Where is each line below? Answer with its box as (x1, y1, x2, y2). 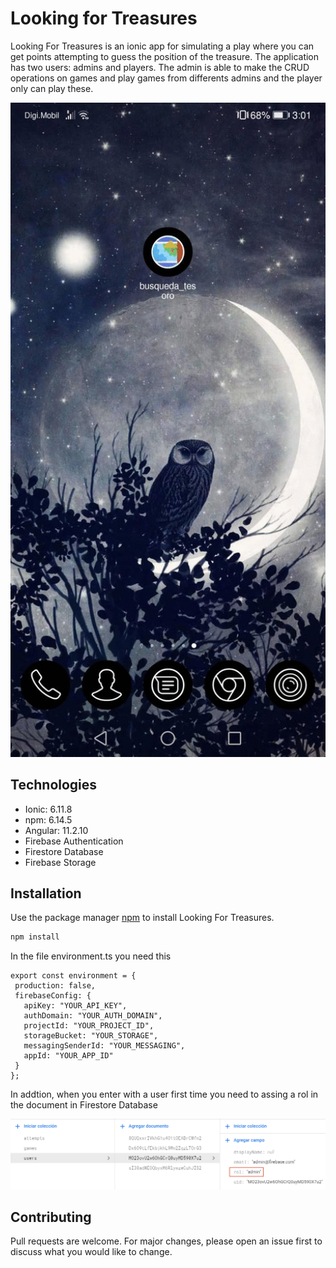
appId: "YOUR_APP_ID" (23, 1051, 114, 1061)
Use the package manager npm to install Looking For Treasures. (10, 912, 275, 924)
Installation (10, 885, 82, 902)
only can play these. (10, 82, 94, 94)
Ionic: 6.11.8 (24, 803, 73, 815)
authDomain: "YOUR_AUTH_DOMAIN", (23, 1011, 163, 1021)
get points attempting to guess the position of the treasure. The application (10, 50, 320, 62)
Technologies (10, 777, 98, 794)
